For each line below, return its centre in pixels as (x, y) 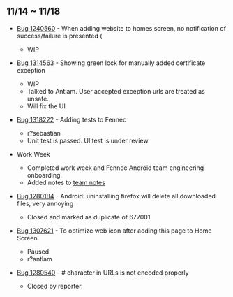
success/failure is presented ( (59, 36)
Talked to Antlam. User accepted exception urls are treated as (116, 91)
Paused (38, 252)
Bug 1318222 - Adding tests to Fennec (72, 119)
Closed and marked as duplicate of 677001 (89, 217)
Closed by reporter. (55, 286)
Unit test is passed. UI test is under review (88, 140)
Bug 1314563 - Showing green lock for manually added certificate (111, 63)
